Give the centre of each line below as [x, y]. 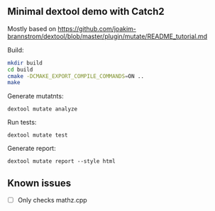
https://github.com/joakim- [97, 28]
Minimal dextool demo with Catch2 [86, 12]
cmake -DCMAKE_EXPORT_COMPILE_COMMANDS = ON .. [76, 76]
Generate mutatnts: [35, 96]
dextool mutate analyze [43, 109]
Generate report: [32, 149]
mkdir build [25, 63]
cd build [20, 69]
